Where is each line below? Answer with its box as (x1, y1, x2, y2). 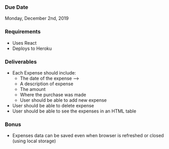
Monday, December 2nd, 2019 (5, 15, 69, 22)
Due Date (5, 4, 29, 11)
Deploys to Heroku (12, 45, 52, 51)
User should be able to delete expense (12, 102, 95, 108)
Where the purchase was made (20, 91, 86, 98)
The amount (20, 86, 46, 92)
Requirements (5, 28, 41, 35)
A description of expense (20, 81, 73, 87)
